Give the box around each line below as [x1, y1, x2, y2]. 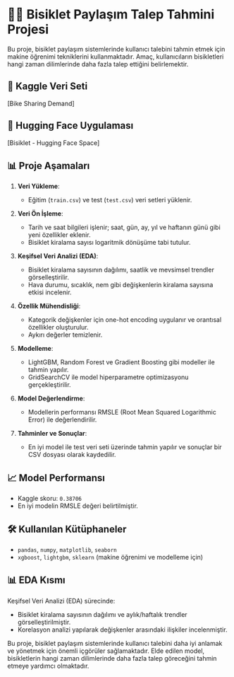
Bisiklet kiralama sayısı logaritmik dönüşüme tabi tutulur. [27, 238, 191, 247]
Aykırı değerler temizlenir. [27, 330, 103, 339]
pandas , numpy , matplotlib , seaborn [17, 545, 118, 554]
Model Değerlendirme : [17, 394, 85, 403]
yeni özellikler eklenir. [27, 231, 91, 239]
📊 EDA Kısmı [7, 574, 66, 586]
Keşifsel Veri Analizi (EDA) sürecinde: [7, 596, 116, 605]
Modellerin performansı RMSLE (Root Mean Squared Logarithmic [27, 408, 216, 417]
